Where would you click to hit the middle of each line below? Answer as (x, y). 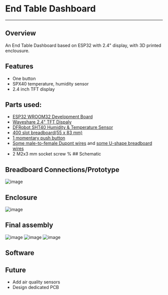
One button (24, 78)
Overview (21, 33)
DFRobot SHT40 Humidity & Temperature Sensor (63, 127)
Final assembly (29, 225)
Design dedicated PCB (35, 287)
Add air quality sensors (36, 282)
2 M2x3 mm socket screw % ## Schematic (57, 154)
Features (19, 66)
